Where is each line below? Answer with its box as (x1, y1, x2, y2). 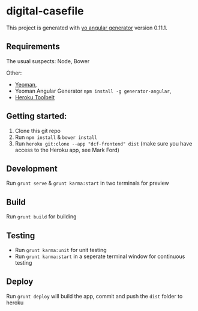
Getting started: (6, 111, 67, 122)
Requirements (6, 42, 60, 52)
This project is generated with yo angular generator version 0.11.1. (6, 24, 168, 31)
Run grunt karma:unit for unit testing (14, 247, 107, 253)
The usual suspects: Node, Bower (6, 57, 90, 64)
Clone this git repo (14, 127, 61, 134)
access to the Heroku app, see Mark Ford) (14, 146, 120, 153)
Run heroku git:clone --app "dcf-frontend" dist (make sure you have (14, 140, 193, 147)
